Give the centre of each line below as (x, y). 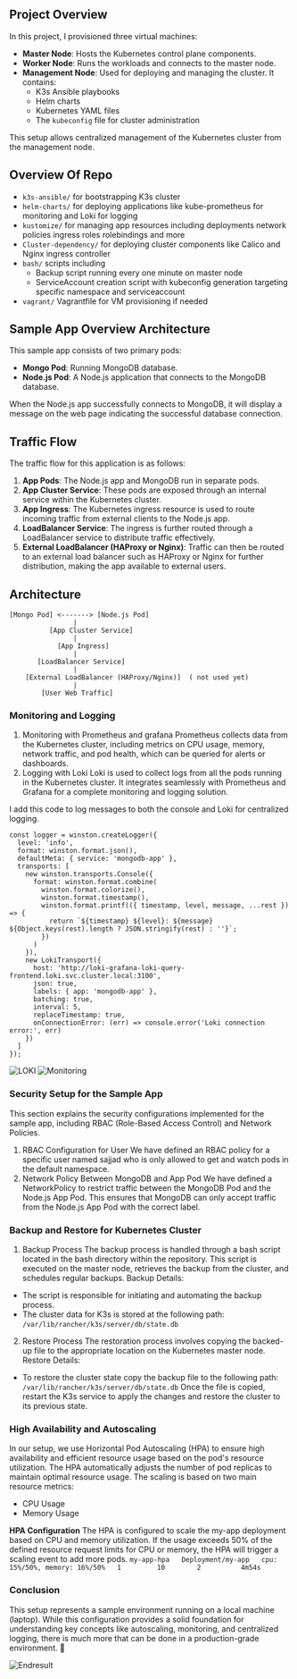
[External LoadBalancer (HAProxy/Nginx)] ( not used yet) (137, 678)
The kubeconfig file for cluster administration (118, 120)
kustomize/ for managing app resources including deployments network (154, 225)
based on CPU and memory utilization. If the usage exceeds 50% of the (141, 1540)
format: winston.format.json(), (78, 851)
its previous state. (55, 1405)
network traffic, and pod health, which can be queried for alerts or (144, 754)
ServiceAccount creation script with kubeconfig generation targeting (161, 282)
